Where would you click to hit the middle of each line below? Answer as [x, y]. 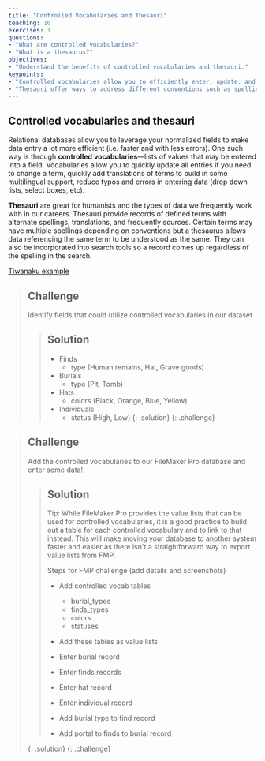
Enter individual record [96, 703]
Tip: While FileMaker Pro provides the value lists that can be [144, 513]
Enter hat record [85, 688]
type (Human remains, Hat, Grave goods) [138, 367]
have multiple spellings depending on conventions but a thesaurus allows [127, 231]
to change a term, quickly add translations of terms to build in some [118, 174]
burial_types [91, 602]
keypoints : [26, 74]
